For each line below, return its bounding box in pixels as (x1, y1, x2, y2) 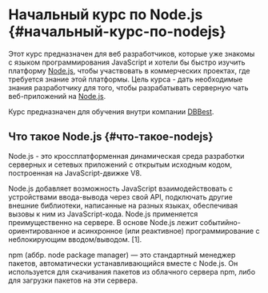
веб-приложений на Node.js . (8, 91, 106, 101)
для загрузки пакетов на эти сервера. (8, 275, 138, 285)
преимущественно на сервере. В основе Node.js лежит (8, 217, 198, 227)
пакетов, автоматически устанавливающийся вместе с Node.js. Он (8, 258, 238, 268)
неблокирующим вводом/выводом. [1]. (8, 234, 142, 244)
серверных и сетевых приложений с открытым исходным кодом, (8, 160, 233, 169)
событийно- (199, 217, 242, 227)
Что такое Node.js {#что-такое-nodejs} (8, 130, 214, 144)
